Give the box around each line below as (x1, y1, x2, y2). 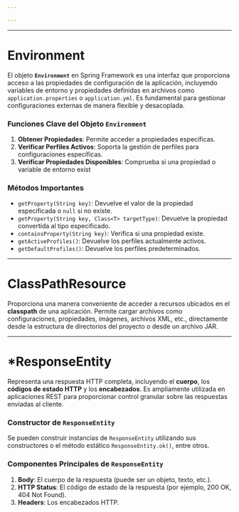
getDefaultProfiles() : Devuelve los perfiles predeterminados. (17, 245, 201, 253)
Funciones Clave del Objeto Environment (7, 119, 147, 129)
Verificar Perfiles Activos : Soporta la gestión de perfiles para (17, 142, 199, 151)
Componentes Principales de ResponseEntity (7, 459, 164, 469)
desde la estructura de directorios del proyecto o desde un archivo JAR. (7, 322, 218, 331)
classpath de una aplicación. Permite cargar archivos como (7, 307, 183, 316)
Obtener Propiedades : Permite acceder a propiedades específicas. (17, 134, 216, 143)
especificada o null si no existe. (17, 207, 112, 215)
